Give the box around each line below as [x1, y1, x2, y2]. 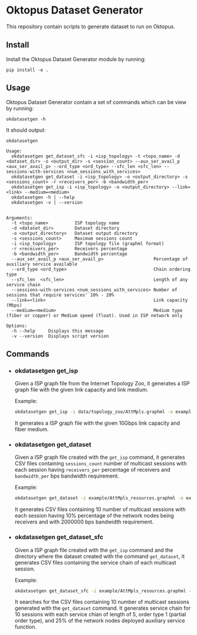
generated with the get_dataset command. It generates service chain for [14, 604, 191, 612]
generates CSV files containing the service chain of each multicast [14, 559, 176, 566]
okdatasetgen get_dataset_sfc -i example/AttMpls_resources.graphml [14, 588, 186, 594]
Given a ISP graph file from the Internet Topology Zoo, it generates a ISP [14, 380, 190, 387]
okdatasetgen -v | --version [11, 199, 83, 206]
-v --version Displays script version [11, 333, 109, 339]
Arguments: [6, 215, 33, 221]
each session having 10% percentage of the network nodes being [14, 512, 175, 519]
